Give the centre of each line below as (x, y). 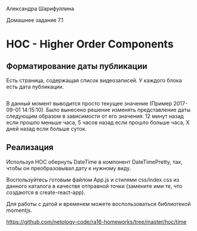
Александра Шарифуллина (40, 9)
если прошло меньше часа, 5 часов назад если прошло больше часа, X (98, 122)
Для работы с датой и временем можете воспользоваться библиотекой (98, 204)
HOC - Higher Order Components (90, 44)
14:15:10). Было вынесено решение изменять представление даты (106, 110)
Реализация (30, 147)
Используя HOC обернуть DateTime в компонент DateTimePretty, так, (95, 162)
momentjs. (19, 210)
